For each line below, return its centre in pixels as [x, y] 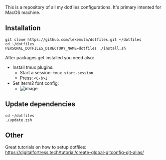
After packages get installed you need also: [50, 57]
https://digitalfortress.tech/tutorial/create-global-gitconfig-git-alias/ [75, 153]
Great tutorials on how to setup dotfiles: [46, 147]
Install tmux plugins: [33, 67]
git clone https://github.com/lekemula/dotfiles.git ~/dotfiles [73, 39]
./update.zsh [19, 120]
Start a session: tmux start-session [57, 72]
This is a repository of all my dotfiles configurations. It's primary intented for [83, 7]
